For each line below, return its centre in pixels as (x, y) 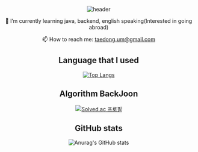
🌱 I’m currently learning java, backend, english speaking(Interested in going (99, 21)
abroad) (99, 27)
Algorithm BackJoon (99, 94)
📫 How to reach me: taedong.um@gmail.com (99, 39)
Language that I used (99, 60)
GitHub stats (99, 128)
